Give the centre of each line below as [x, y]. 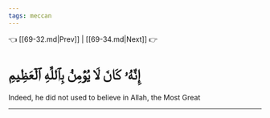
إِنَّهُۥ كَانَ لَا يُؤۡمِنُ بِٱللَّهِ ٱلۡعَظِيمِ [74, 74]
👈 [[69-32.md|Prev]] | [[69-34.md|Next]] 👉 [83, 39]
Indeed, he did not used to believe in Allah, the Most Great [104, 97]
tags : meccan [30, 16]
